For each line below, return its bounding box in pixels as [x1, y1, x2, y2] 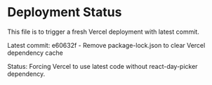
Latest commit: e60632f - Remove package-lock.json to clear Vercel [7, 41, 206, 49]
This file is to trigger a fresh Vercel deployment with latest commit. [7, 27, 200, 36]
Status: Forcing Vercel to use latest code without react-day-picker [7, 62, 198, 70]
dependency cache [7, 48, 63, 57]
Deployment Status [7, 4, 122, 20]
